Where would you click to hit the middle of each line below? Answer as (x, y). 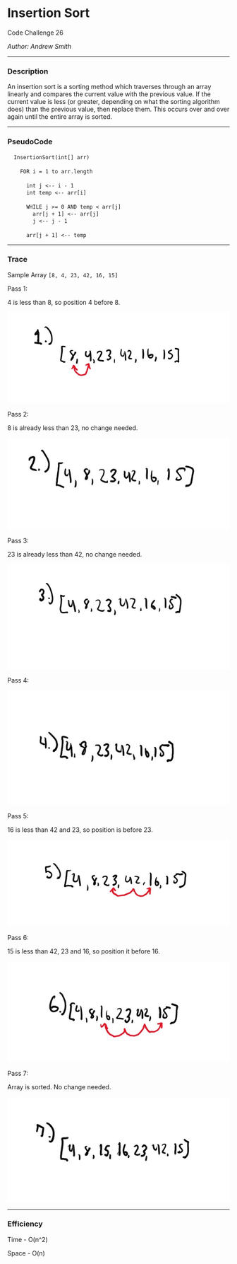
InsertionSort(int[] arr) (52, 157)
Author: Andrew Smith (39, 46)
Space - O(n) (26, 1253)
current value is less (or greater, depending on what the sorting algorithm (114, 102)
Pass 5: (18, 816)
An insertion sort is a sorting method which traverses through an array (109, 87)
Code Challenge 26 (35, 33)
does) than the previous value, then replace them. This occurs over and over (119, 109)
